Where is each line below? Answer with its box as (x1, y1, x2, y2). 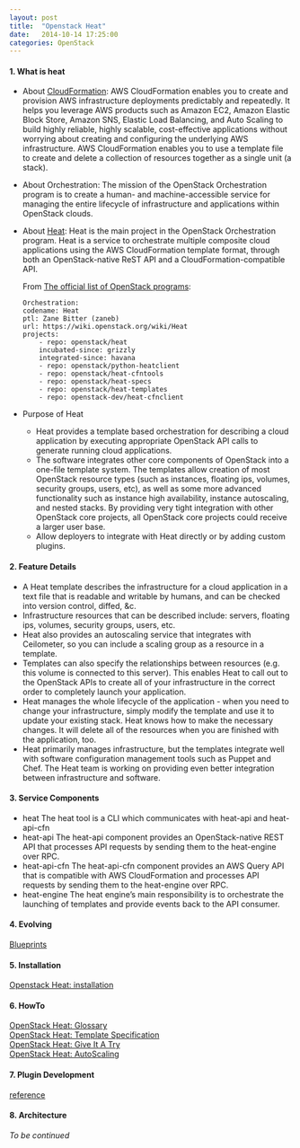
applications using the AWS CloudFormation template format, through (22, 244, 280, 256)
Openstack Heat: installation (9, 980, 114, 991)
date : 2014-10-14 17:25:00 (9, 30, 119, 39)
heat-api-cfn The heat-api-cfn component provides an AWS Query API (22, 860, 285, 871)
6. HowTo (9, 1000, 46, 1011)
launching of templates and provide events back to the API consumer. (22, 898, 280, 909)
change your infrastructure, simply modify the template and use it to (22, 705, 275, 716)
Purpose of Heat (22, 409, 84, 419)
